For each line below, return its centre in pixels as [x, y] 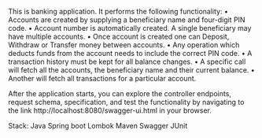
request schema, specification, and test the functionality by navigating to [126, 102]
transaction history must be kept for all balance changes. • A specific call [127, 62]
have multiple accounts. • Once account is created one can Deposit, [119, 36]
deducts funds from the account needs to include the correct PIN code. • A [130, 53]
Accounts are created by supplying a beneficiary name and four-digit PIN [127, 20]
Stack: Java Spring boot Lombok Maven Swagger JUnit [98, 126]
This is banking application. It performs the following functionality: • [118, 11]
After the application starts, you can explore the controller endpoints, [120, 93]
